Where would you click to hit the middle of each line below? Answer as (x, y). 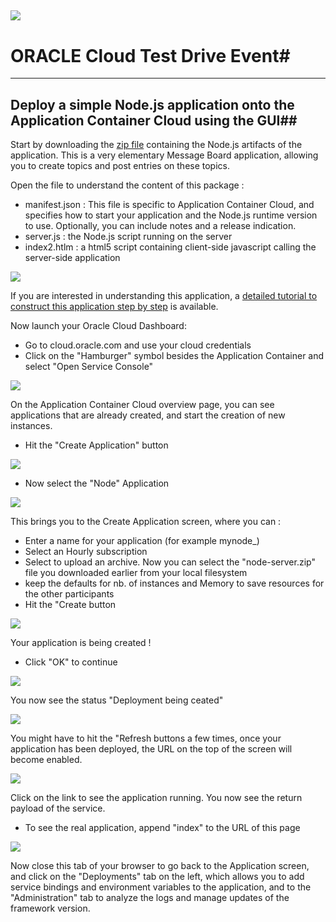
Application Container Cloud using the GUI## (154, 120)
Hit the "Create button (70, 605)
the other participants (69, 594)
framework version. (50, 908)
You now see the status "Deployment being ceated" (117, 700)
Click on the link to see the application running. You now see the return (156, 798)
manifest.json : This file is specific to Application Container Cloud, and (169, 205)
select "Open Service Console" (89, 367)
